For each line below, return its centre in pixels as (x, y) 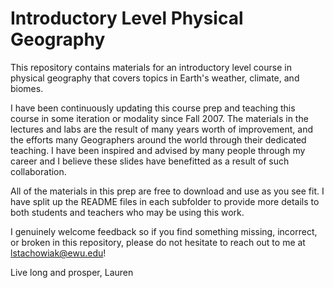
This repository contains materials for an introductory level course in (151, 67)
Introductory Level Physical (127, 18)
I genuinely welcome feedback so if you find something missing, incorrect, (164, 231)
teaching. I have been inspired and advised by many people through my (158, 150)
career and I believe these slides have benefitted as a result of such (150, 161)
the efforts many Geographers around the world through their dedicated (158, 139)
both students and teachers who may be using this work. (127, 212)
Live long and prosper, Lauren (72, 272)
